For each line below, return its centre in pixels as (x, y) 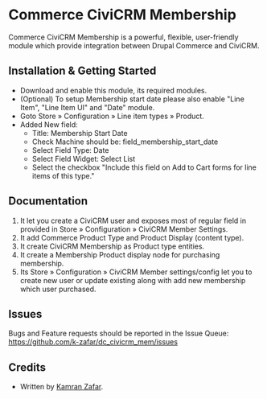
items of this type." (63, 175)
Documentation (48, 202)
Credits (27, 367)
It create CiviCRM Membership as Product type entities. (112, 246)
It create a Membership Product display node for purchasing (120, 254)
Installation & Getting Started (82, 71)
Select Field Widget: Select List (84, 158)
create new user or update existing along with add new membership (133, 280)
